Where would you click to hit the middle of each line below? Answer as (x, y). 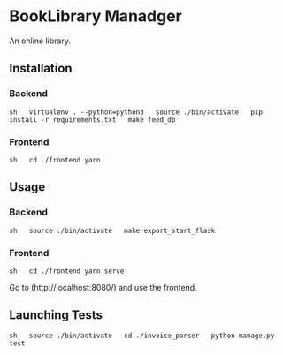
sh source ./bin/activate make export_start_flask (112, 230)
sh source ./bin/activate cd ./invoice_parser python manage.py (142, 336)
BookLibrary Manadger (96, 16)
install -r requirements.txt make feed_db (92, 120)
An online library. (40, 41)
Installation (41, 68)
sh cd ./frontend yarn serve (67, 271)
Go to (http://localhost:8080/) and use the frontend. (103, 287)
